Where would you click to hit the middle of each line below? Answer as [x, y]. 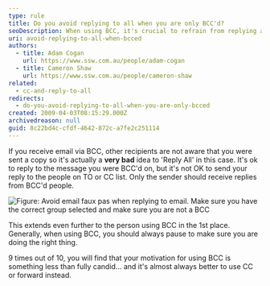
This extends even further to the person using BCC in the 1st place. [119, 225]
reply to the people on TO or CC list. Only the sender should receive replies [133, 176]
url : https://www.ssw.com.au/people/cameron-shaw [108, 76]
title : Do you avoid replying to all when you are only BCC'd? [117, 23]
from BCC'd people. [41, 185]
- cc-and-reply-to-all [53, 91]
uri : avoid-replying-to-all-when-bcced [75, 38]
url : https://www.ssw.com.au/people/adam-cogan [104, 61]
